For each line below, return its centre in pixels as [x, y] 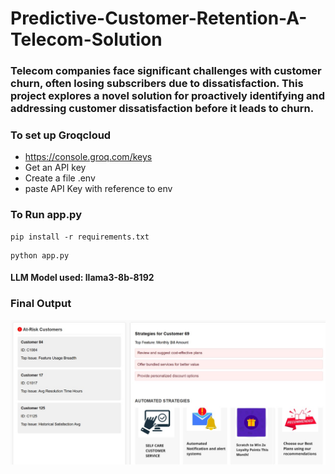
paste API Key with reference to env [98, 189]
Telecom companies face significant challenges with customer [166, 71]
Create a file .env [60, 178]
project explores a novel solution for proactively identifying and [168, 96]
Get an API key [55, 168]
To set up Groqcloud [61, 135]
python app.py [40, 255]
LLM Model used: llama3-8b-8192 [82, 278]
